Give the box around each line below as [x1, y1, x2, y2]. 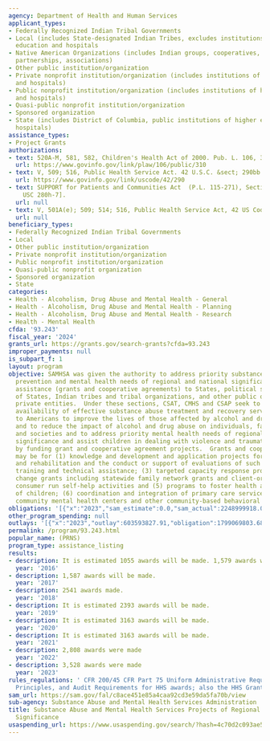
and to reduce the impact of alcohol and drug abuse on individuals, [15, 422, 253, 430]
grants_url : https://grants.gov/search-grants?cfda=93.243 [8, 340, 211, 348]
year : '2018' [15, 594, 59, 602]
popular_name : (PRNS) [8, 535, 81, 543]
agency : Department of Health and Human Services [8, 11, 178, 20]
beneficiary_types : [8, 221, 74, 229]
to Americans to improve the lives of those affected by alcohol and [15, 415, 253, 423]
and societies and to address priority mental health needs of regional [15, 430, 264, 438]
